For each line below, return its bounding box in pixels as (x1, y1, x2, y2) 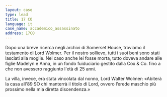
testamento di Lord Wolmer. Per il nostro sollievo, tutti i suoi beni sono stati (5, 50, 160, 56)
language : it (5, 21, 33, 27)
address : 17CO (5, 31, 35, 36)
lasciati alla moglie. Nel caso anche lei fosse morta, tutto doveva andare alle (5, 55, 162, 61)
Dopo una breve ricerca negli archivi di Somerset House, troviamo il (5, 45, 145, 50)
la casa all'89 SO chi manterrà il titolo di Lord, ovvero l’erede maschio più (5, 81, 156, 87)
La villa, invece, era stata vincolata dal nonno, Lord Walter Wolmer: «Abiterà (5, 76, 162, 81)
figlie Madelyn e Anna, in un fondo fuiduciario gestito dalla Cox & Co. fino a (5, 61, 161, 66)
